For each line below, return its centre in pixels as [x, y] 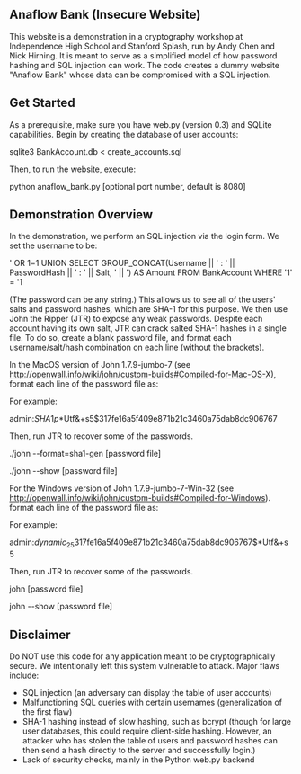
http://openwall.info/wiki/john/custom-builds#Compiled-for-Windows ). [140, 498]
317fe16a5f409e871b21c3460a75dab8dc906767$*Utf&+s [181, 542]
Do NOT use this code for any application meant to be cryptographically [142, 656]
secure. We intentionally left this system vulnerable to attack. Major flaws [145, 666]
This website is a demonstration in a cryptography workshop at [126, 36]
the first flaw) [47, 712]
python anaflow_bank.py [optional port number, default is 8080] [128, 186]
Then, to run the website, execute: [73, 169]
